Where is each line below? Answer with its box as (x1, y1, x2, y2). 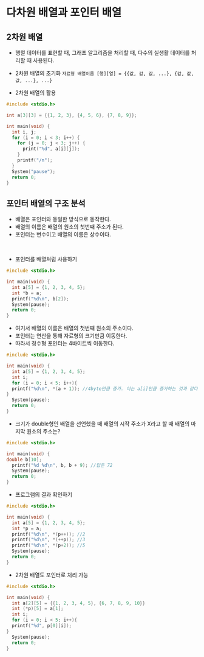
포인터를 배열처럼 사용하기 (15, 255, 78, 263)
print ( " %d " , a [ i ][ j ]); (22, 146, 80, 152)
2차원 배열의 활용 (15, 89, 56, 96)
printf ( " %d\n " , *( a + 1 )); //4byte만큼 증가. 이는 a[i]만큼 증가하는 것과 (12, 385, 187, 392)
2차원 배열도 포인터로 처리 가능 (15, 571, 89, 578)
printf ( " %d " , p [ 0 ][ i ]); (12, 623, 72, 629)
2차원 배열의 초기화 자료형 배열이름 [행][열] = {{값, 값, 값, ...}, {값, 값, (15, 69, 194, 77)
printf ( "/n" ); (17, 157, 53, 163)
